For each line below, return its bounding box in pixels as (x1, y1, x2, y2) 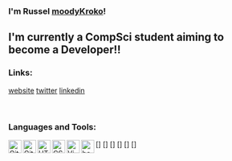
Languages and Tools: (8, 121, 96, 132)
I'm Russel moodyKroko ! (8, 6, 107, 17)
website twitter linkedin (8, 85, 86, 95)
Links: (8, 67, 33, 78)
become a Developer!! (8, 43, 121, 57)
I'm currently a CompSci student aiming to (8, 31, 225, 44)
